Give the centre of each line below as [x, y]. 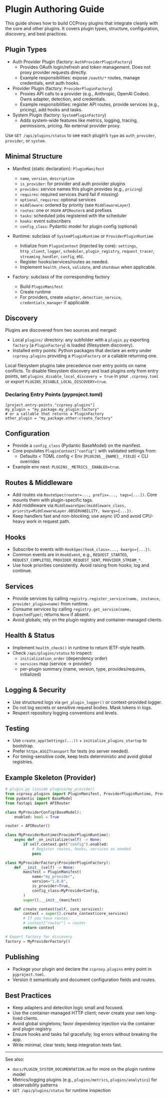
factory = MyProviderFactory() [38, 942]
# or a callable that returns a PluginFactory [54, 414]
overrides [30, 461]
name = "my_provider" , [53, 877]
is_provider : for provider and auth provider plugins [73, 184]
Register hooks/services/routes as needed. [64, 261]
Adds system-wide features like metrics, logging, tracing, [79, 120]
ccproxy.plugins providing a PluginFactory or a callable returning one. [85, 356]
